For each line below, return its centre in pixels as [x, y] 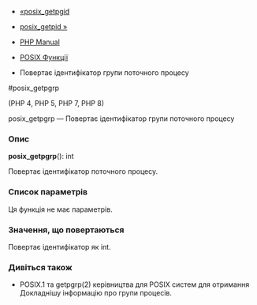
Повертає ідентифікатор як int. [60, 247]
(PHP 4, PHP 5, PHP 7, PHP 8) [56, 103]
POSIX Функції [44, 57]
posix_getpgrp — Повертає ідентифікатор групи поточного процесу [121, 119]
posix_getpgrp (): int [41, 156]
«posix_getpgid [45, 11]
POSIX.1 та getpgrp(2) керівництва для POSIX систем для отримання [134, 284]
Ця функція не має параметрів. [60, 209]
